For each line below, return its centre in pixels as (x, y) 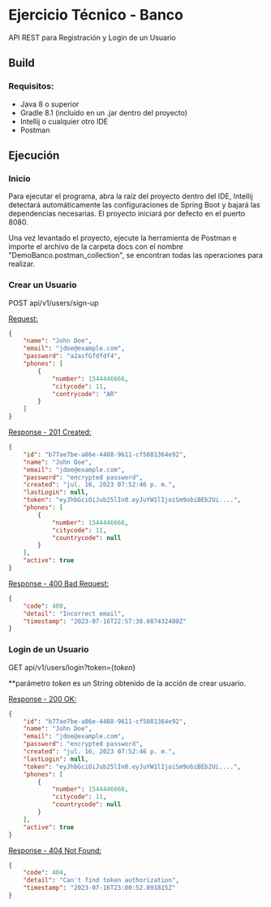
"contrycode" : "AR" (84, 394)
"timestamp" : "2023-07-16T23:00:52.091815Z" (99, 888)
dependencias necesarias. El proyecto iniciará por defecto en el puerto (127, 214)
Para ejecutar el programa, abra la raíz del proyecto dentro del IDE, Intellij (131, 196)
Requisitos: (31, 86)
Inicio (19, 178)
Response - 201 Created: (50, 432)
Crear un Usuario (43, 285)
